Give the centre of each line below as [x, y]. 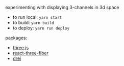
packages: [16, 38]
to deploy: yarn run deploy [41, 28]
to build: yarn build [33, 23]
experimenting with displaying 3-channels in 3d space [62, 7]
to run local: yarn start [37, 17]
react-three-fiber [30, 53]
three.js [21, 47]
